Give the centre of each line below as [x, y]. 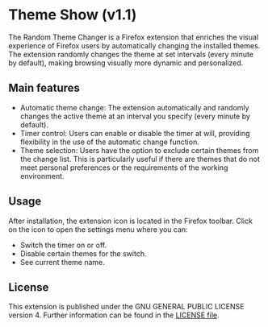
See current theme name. [62, 262]
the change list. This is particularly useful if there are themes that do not [140, 159]
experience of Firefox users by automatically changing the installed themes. [134, 45]
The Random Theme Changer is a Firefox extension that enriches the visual [134, 37]
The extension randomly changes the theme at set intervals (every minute [131, 54]
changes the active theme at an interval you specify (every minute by [135, 116]
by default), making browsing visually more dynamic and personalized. [126, 63]
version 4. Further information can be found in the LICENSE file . [114, 315]
